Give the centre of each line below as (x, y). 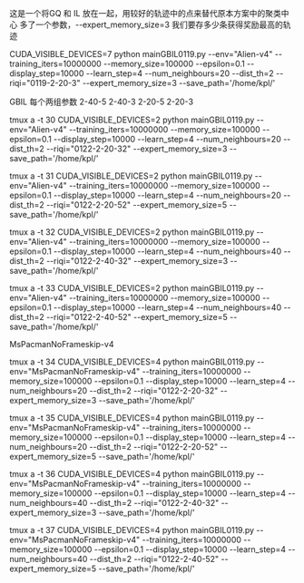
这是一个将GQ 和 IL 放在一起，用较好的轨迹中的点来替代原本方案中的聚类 (145, 13)
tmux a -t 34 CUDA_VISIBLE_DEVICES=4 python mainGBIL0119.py (132, 362)
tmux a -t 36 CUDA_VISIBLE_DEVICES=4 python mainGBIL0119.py (132, 474)
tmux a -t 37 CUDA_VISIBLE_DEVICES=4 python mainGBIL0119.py (132, 530)
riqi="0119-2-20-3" (45, 83)
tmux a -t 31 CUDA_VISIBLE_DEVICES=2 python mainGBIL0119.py (131, 176)
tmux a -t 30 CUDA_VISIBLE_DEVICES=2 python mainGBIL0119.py (132, 120)
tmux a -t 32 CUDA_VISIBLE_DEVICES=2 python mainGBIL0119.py (132, 232)
